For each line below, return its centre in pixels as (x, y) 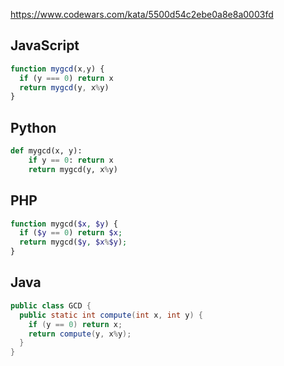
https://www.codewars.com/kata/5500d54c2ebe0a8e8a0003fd (142, 14)
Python (33, 127)
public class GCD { (51, 305)
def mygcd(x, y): (46, 151)
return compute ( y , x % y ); (80, 334)
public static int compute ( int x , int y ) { (111, 315)
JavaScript (45, 45)
